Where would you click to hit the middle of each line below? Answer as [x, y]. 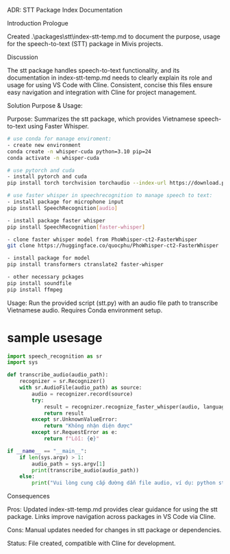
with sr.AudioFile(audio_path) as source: [81, 388]
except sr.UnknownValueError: [75, 419]
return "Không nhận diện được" [88, 426]
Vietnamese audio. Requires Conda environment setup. [85, 310]
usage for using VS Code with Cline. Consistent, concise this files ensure [110, 85]
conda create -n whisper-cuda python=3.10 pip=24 [79, 151]
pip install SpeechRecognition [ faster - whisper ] [76, 227]
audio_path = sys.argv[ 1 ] [69, 464]
